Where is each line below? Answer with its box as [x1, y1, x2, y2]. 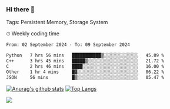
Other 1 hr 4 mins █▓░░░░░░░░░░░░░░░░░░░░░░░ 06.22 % [6, 69, 165, 75]
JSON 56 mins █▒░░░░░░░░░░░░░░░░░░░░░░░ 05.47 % [6, 74, 165, 80]
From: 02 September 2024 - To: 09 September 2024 [6, 42, 131, 48]
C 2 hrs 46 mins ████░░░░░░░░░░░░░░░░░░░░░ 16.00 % [6, 63, 165, 70]
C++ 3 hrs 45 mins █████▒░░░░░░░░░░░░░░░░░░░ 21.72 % [6, 58, 165, 64]
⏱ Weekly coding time [6, 30, 60, 37]
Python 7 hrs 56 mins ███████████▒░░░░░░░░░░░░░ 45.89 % [6, 52, 165, 58]
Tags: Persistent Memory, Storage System [6, 19, 108, 26]
